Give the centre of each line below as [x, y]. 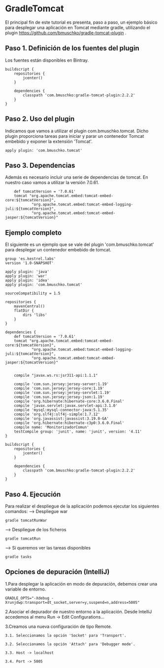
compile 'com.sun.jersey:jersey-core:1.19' [59, 389]
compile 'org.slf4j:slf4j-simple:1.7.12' [57, 414]
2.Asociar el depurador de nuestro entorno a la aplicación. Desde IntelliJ [79, 611]
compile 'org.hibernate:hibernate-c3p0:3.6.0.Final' [69, 423]
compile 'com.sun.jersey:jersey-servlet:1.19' [63, 393]
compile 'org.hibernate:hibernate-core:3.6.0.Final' [69, 401]
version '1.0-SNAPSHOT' [30, 263]
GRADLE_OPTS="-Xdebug [27, 598]
